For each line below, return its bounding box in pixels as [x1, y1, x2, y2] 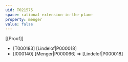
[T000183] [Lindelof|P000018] [12, 45, 77, 51]
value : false [5, 21, 33, 27]
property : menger [5, 17, 42, 22]
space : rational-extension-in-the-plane [5, 12, 93, 17]
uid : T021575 [5, 7, 33, 13]
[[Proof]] [5, 36, 24, 42]
